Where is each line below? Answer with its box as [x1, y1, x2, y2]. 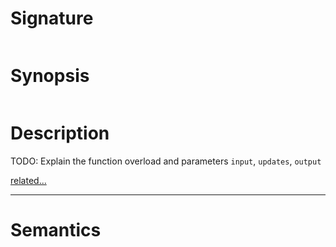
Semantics [10, 219, 102, 241]
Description [10, 122, 110, 145]
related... [10, 174, 47, 186]
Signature [10, 7, 94, 30]
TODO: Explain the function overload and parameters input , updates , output [10, 155, 322, 167]
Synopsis [10, 65, 90, 87]
